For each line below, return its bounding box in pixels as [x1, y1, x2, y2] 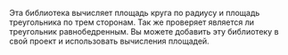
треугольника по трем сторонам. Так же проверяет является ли [9, 17, 255, 27]
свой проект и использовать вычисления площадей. [9, 35, 210, 46]
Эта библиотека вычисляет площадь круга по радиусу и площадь [9, 8, 260, 18]
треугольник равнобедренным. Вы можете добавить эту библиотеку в [9, 27, 279, 36]
